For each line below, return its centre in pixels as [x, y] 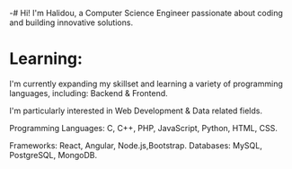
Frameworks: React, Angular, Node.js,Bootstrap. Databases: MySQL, [136, 145]
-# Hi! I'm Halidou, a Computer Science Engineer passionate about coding [146, 13]
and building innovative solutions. [71, 22]
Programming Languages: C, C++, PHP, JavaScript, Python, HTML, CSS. [144, 128]
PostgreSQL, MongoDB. [53, 155]
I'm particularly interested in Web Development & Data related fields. [136, 111]
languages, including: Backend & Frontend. [88, 93]
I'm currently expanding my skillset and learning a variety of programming [146, 84]
